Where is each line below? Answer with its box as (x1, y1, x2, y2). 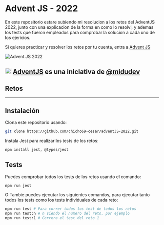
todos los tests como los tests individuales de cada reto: (5, 197, 118, 203)
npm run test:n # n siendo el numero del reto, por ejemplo (5, 211, 130, 216)
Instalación (5, 106, 40, 115)
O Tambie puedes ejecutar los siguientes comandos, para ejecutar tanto (5, 192, 150, 198)
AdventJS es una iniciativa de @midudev (12, 68, 140, 76)
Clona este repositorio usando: (5, 119, 67, 125)
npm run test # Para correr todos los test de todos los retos (5, 206, 137, 211)
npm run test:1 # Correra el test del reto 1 (5, 216, 99, 221)
